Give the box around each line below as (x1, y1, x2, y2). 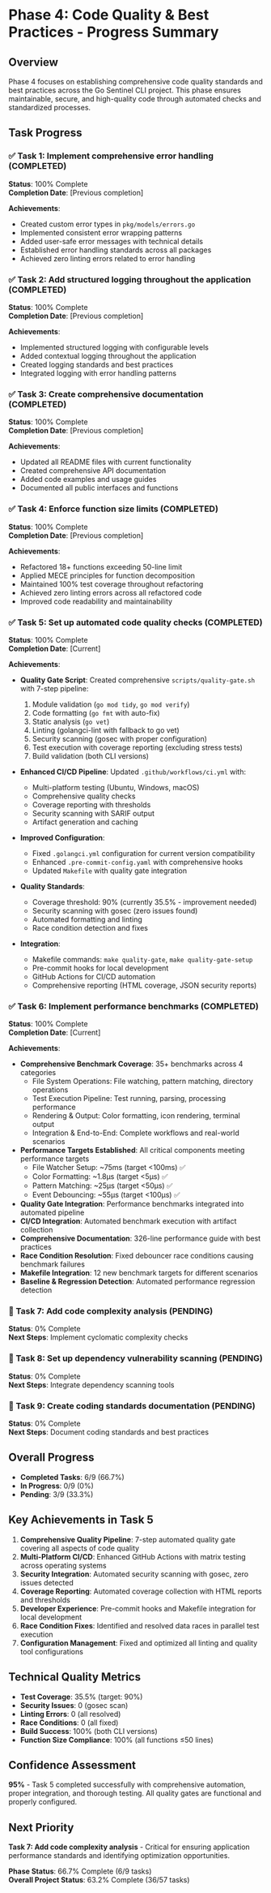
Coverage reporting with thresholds (32, 799, 151, 809)
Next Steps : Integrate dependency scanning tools (8, 1379, 175, 1389)
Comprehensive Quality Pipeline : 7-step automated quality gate (19, 1534, 236, 1544)
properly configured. (8, 1797, 78, 1807)
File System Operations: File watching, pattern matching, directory (32, 1077, 253, 1086)
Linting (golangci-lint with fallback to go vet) (32, 725, 180, 735)
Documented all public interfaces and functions (19, 483, 179, 493)
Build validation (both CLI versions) (32, 751, 150, 760)
